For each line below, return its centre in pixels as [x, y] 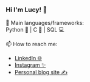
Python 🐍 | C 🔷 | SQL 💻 [35, 30]
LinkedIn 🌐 [28, 58]
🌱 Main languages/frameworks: [45, 23]
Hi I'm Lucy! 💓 [26, 10]
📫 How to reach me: [32, 44]
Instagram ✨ [30, 65]
